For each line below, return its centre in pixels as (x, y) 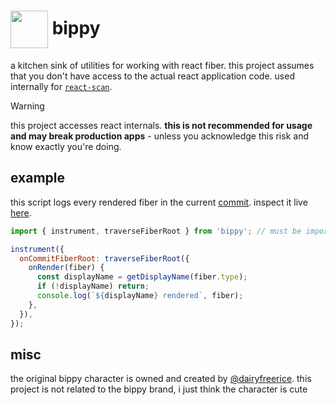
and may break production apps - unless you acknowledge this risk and (159, 136)
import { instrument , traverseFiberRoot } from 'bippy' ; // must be (156, 231)
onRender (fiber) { (66, 268)
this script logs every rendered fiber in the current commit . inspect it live (159, 202)
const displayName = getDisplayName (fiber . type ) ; (142, 277)
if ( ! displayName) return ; (93, 286)
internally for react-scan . (61, 86)
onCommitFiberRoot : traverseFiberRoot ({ (104, 258)
